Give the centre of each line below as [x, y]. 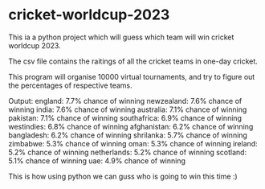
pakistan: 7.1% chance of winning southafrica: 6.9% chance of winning [125, 117]
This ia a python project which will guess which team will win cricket [121, 37]
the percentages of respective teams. [70, 85]
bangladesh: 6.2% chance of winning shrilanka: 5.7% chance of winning [128, 135]
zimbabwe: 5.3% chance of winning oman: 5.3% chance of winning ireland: [133, 143]
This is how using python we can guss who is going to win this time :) [123, 176]
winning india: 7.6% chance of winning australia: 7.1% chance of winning [128, 109]
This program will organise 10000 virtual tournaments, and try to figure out [132, 76]
